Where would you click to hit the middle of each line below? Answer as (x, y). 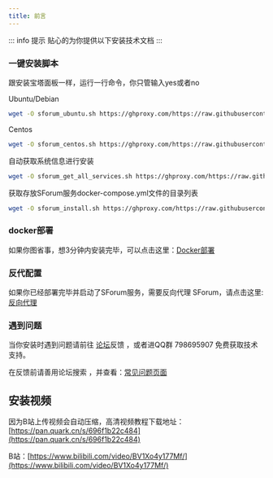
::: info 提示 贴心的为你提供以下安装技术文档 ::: (85, 40)
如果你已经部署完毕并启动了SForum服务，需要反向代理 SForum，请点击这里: (136, 292)
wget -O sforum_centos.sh (52, 144)
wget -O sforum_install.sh (54, 208)
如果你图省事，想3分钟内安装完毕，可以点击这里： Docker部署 (112, 250)
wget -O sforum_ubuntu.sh (52, 114)
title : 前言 (27, 16)
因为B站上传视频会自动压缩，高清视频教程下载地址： (96, 422)
